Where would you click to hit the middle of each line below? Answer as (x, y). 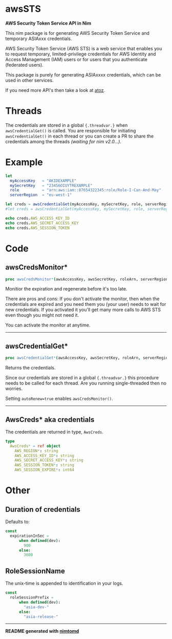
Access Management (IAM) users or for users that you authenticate (76, 59)
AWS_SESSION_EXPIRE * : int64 (44, 470)
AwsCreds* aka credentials (50, 420)
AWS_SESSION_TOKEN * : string (44, 465)
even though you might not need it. (42, 315)
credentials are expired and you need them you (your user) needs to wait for (86, 304)
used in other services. (29, 80)
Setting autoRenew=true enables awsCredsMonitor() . (59, 399)
